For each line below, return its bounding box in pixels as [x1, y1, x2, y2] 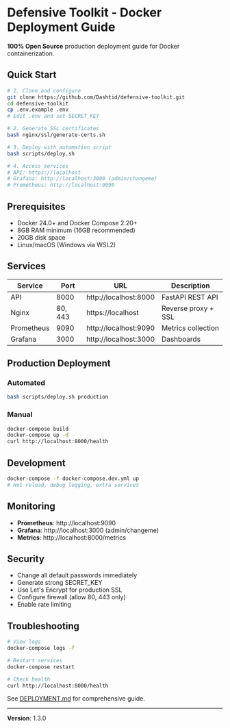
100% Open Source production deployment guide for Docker [7, 42, 180, 50]
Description [170, 281, 210, 290]
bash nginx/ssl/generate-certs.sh [7, 131, 106, 138]
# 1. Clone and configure [7, 87, 81, 94]
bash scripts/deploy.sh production [7, 394, 109, 401]
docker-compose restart [7, 663, 75, 670]
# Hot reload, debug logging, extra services [7, 481, 139, 488]
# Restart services [7, 657, 63, 664]
